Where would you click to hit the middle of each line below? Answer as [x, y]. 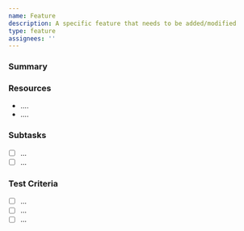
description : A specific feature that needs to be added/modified [122, 23]
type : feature [32, 31]
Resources [30, 88]
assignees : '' [32, 38]
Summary [28, 67]
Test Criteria [33, 183]
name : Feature [32, 16]
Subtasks [27, 136]
